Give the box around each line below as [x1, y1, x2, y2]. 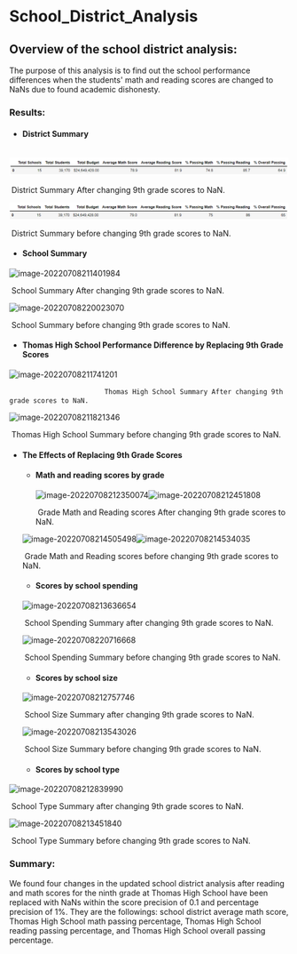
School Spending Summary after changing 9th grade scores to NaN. [24, 618, 274, 629]
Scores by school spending [35, 581, 138, 591]
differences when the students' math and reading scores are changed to [9, 75, 274, 85]
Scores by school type [35, 764, 120, 774]
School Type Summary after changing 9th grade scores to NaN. [11, 801, 244, 812]
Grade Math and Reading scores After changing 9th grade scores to [37, 507, 286, 517]
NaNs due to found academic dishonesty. [9, 84, 161, 94]
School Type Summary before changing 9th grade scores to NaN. [11, 836, 251, 846]
